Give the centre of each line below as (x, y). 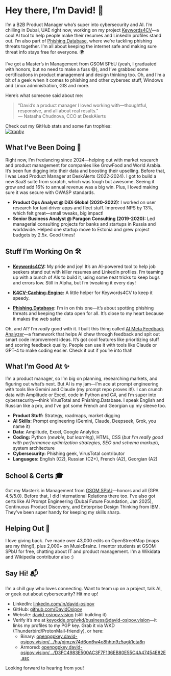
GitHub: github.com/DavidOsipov (47, 609)
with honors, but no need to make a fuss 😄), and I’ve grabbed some (77, 69)
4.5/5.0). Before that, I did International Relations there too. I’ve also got (80, 496)
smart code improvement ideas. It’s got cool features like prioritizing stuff (82, 340)
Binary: (28, 636)
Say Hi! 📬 (22, 574)
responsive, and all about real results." (58, 111)
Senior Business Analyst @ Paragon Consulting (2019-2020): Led (84, 219)
